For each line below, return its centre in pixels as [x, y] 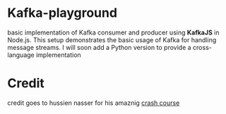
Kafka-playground [63, 13]
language [21, 55]
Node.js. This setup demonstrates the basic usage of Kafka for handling [112, 39]
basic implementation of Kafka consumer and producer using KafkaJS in [113, 32]
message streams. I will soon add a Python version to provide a [100, 47]
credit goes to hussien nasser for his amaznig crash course [94, 103]
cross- [202, 47]
